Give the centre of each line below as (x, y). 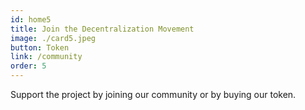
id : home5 (31, 19)
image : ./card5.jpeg (53, 38)
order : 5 (28, 66)
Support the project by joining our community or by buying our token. (153, 94)
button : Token (40, 47)
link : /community (46, 57)
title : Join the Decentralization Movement (102, 29)
